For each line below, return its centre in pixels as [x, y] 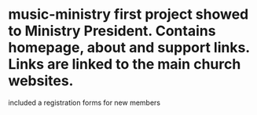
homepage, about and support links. [129, 48]
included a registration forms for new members [84, 102]
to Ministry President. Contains [112, 31]
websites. [41, 81]
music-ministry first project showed [128, 14]
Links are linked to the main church [125, 65]
